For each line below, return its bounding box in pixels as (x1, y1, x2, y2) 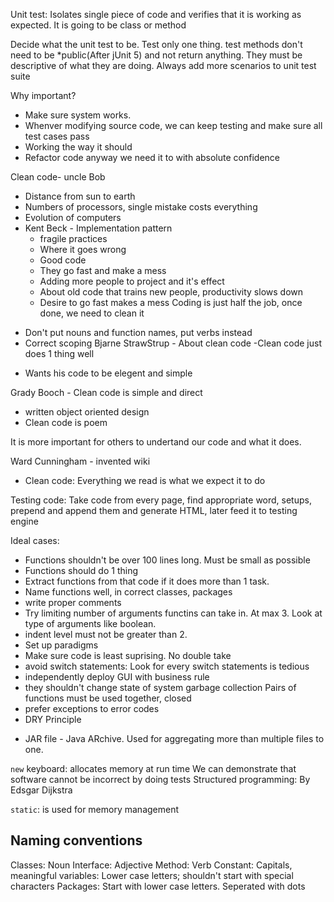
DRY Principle (24, 714, 82, 725)
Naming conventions (10, 832, 143, 849)
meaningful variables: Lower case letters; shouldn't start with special (10, 869, 294, 881)
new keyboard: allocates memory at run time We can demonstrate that (10, 763, 297, 774)
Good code (39, 254, 87, 266)
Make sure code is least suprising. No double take (24, 650, 232, 661)
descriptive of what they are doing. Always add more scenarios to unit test (10, 60, 317, 71)
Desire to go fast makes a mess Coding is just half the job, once (39, 297, 303, 308)
